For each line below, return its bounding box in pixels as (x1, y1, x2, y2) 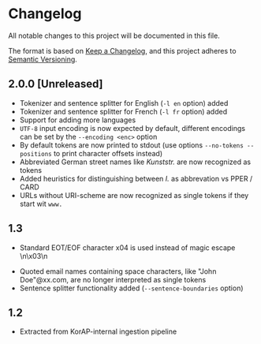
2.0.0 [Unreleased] (8, 77, 104, 91)
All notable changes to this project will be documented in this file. (8, 31, 221, 40)
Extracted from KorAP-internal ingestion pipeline (19, 327, 177, 336)
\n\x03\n (19, 251, 48, 260)
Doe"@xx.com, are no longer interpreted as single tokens (19, 275, 207, 284)
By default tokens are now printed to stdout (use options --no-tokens (19, 140, 244, 150)
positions (19, 150, 53, 158)
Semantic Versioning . (8, 54, 77, 64)
